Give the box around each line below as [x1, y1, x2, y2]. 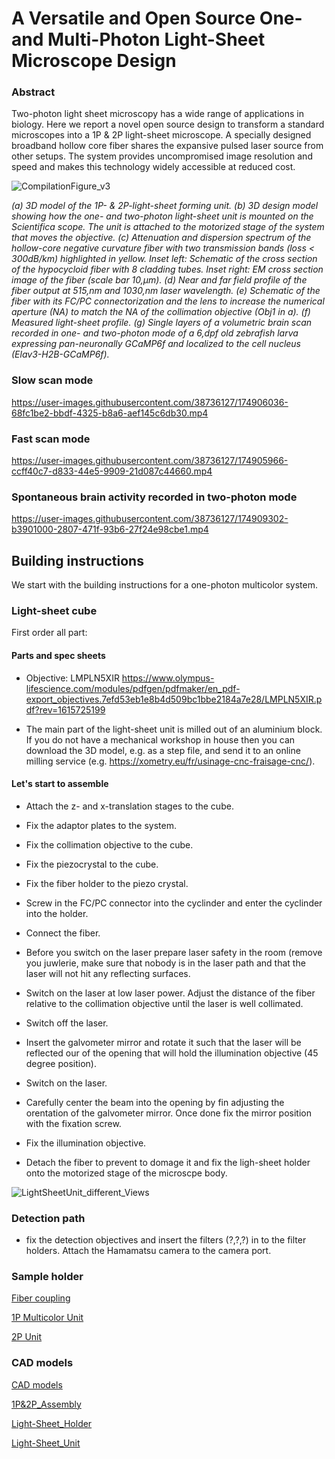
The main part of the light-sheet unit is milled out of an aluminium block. [25, 723, 323, 735]
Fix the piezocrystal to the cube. [25, 858, 159, 870]
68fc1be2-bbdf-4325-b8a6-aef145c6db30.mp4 [11, 407, 209, 419]
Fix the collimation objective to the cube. [25, 838, 194, 851]
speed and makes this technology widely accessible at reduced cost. [11, 161, 296, 173]
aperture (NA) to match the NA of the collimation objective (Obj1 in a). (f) [11, 306, 311, 318]
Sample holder [11, 1270, 84, 1284]
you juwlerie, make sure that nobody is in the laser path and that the [25, 957, 306, 969]
